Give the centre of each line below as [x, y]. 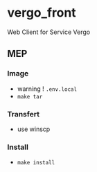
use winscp [34, 129]
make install [36, 163]
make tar [30, 96]
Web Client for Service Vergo [49, 32]
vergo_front [42, 13]
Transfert [24, 114]
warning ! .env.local [47, 89]
